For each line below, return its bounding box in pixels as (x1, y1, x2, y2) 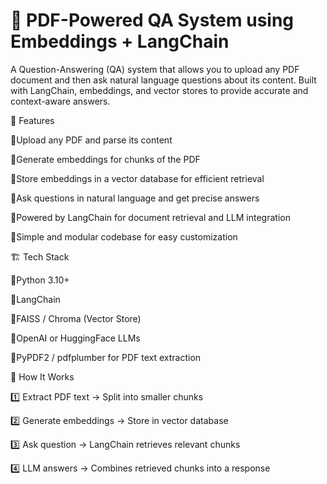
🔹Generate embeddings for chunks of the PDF (10, 153, 201, 165)
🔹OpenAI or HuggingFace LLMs (10, 332, 141, 344)
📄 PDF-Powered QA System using (10, 9, 295, 32)
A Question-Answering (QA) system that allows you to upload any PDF (10, 63, 300, 75)
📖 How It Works (10, 370, 75, 383)
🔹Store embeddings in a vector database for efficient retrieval (10, 172, 265, 184)
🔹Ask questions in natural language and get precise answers (10, 192, 260, 204)
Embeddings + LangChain (10, 30, 230, 53)
